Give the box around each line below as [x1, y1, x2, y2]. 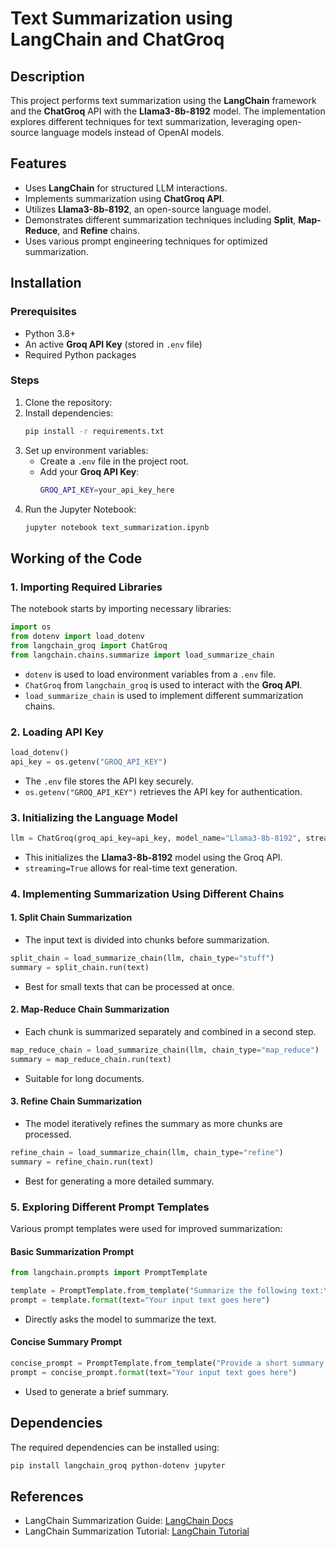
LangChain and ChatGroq [10, 28, 225, 51]
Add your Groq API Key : [39, 465, 140, 477]
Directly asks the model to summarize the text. [24, 1313, 217, 1325]
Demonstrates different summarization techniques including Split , [24, 213, 297, 226]
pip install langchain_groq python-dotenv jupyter [10, 1460, 226, 1471]
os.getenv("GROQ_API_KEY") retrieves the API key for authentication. [24, 785, 303, 797]
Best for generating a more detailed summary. [24, 1175, 215, 1187]
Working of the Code [10, 550, 143, 567]
